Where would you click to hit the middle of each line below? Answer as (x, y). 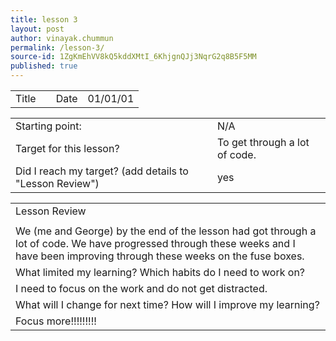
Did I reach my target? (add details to (102, 171)
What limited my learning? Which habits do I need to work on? (160, 272)
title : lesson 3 (44, 19)
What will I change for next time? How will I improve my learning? (167, 304)
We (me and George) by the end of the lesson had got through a (166, 231)
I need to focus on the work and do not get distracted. (141, 288)
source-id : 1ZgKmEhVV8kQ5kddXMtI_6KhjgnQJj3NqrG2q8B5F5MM (133, 57)
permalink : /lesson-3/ (57, 47)
